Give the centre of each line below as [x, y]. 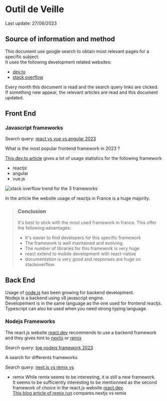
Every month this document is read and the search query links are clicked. [82, 87]
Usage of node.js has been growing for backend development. [70, 292]
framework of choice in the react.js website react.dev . [68, 387]
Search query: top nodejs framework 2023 [49, 348]
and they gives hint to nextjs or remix [43, 338]
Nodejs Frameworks [30, 321]
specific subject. [22, 56]
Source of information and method [60, 39]
